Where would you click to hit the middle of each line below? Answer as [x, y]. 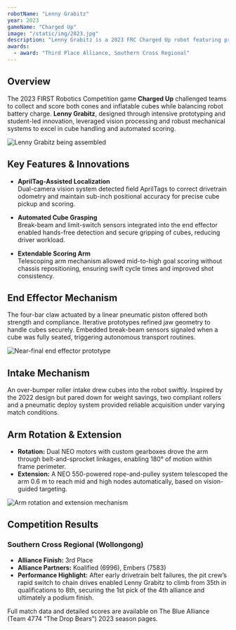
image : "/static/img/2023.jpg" [53, 33]
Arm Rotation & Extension [65, 435]
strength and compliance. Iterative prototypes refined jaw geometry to [109, 322]
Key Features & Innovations [68, 164]
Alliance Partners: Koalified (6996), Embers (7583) [92, 567]
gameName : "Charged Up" [42, 27]
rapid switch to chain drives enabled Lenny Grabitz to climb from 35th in [122, 582]
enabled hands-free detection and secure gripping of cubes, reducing [119, 232]
